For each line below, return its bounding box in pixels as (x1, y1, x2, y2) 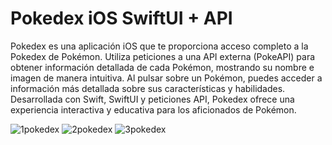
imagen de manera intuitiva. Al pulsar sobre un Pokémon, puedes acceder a (10, 72, 323, 84)
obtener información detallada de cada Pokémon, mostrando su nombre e (10, 61, 315, 73)
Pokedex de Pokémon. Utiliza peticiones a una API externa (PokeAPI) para (10, 50, 316, 62)
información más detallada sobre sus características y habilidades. (10, 82, 286, 94)
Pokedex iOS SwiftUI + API (10, 7, 233, 30)
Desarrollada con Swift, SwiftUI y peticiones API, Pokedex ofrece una (10, 93, 295, 105)
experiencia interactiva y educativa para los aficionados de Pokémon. (10, 103, 297, 116)
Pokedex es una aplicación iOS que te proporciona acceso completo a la (10, 40, 309, 52)
